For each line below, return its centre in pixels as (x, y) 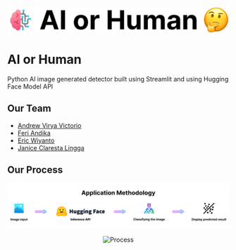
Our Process (35, 170)
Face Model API (30, 86)
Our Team (29, 108)
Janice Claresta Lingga (51, 147)
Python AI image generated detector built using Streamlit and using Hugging (118, 79)
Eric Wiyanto (36, 140)
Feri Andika (34, 133)
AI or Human (45, 60)
